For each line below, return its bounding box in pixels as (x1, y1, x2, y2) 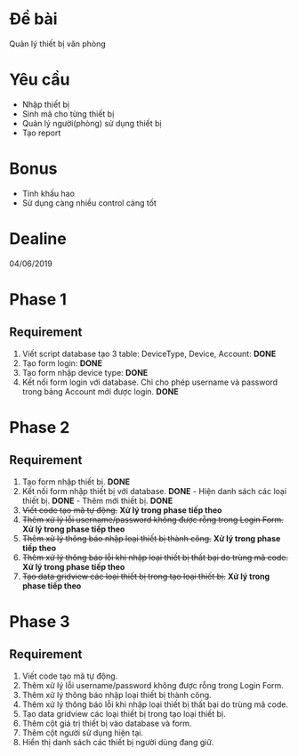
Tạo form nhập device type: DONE (21, 367, 149, 378)
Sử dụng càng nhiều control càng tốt (21, 197, 157, 208)
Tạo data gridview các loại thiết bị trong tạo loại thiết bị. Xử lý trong (21, 571, 270, 581)
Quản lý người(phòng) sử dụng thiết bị (21, 118, 162, 128)
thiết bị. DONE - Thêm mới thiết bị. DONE (21, 495, 173, 506)
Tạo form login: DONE (21, 357, 102, 369)
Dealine (9, 229, 67, 248)
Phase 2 (9, 417, 70, 437)
